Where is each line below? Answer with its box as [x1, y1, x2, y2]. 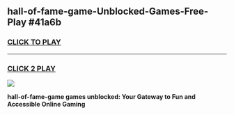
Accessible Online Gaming [7, 100, 86, 108]
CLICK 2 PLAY [7, 63, 56, 73]
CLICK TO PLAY [7, 38, 61, 47]
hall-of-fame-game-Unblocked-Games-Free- [7, 6, 209, 17]
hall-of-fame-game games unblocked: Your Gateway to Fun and [7, 92, 196, 100]
